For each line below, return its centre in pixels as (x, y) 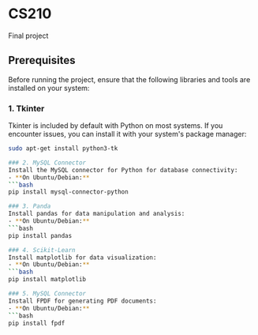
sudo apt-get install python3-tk (63, 149)
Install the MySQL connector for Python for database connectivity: (123, 170)
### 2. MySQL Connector (47, 163)
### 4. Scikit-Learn (42, 250)
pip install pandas (40, 235)
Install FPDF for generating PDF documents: (82, 301)
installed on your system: (49, 88)
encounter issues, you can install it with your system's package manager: (127, 134)
